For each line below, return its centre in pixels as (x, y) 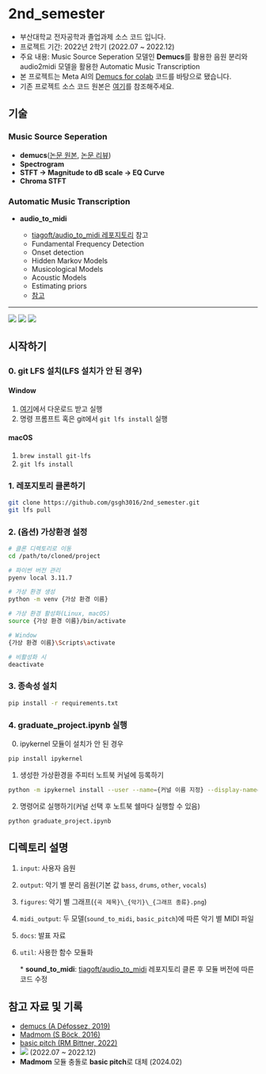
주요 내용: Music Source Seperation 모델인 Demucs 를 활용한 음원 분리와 (133, 56)
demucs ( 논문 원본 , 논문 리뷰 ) (65, 155)
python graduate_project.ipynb (60, 821)
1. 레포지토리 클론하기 (47, 486)
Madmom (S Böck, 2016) (60, 1034)
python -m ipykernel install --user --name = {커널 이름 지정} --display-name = (135, 789)
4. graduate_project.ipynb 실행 (68, 724)
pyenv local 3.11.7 (40, 578)
